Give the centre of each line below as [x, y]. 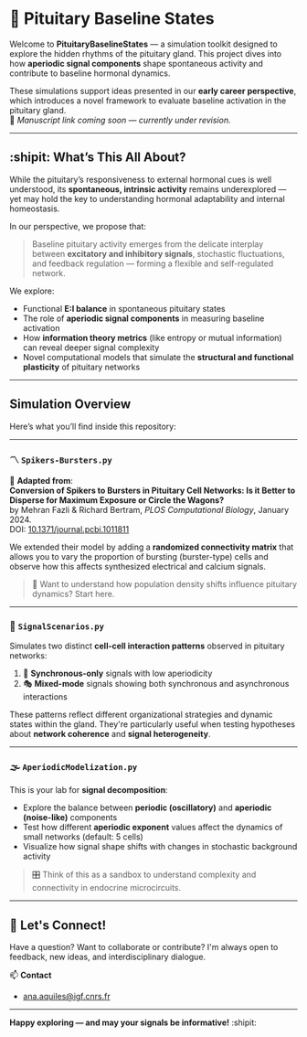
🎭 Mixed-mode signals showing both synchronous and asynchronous [156, 684]
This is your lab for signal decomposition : [89, 790]
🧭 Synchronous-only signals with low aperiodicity [117, 674]
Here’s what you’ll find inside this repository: [93, 426]
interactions [45, 697]
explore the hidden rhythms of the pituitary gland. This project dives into [146, 53]
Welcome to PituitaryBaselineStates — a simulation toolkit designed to [144, 44]
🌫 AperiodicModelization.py [74, 767]
